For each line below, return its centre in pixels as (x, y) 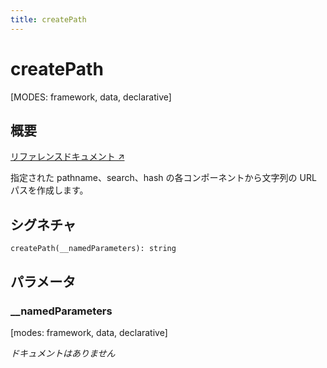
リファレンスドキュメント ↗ (67, 157)
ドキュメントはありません (63, 353)
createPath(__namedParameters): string (93, 249)
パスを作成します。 (49, 190)
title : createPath (48, 19)
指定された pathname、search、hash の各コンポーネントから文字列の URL (163, 178)
